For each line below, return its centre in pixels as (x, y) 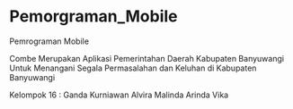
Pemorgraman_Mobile (93, 17)
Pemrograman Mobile (49, 41)
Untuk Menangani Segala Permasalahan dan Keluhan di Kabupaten (133, 68)
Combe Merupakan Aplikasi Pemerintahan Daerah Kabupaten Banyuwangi (147, 58)
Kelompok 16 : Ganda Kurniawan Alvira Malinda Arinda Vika (119, 95)
